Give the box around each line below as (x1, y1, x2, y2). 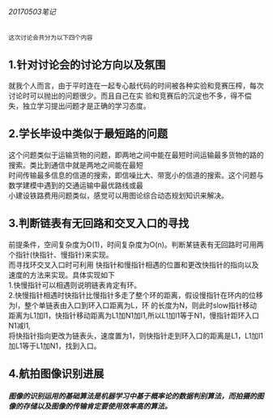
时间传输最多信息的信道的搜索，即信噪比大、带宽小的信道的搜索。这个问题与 (8, 170, 264, 180)
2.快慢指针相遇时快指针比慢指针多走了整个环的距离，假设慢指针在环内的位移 (8, 290, 263, 300)
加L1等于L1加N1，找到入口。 (8, 340, 101, 351)
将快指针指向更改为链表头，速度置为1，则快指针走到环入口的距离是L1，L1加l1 (8, 331, 263, 340)
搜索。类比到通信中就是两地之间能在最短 (8, 160, 143, 169)
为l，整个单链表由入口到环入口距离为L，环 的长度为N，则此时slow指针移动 (8, 300, 258, 310)
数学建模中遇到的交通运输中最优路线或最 (8, 180, 143, 190)
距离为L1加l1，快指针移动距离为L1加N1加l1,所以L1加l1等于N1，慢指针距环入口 (8, 310, 259, 320)
